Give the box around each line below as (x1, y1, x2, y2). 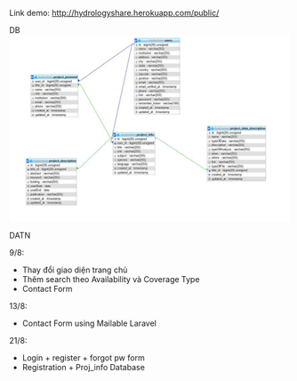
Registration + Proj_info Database (21, 361, 145, 372)
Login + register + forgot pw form (21, 352, 145, 363)
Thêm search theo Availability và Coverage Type (21, 273, 200, 284)
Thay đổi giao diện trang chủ (21, 264, 128, 275)
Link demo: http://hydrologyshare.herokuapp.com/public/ (9, 8, 220, 18)
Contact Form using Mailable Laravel (21, 318, 157, 328)
